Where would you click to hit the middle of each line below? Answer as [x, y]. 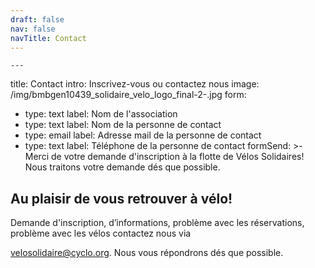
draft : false [37, 19]
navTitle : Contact [48, 38]
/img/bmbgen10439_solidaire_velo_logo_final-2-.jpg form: [128, 95]
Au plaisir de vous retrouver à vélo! [121, 198]
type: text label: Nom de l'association [101, 114]
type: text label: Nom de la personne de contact [123, 125]
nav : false [33, 29]
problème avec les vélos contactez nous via [101, 233]
